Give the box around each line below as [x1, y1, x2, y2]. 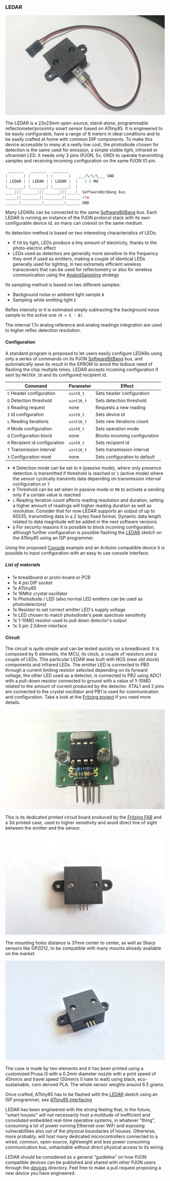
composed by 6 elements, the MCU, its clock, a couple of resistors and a [5, 651, 157, 657]
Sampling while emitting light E [12, 297, 77, 303]
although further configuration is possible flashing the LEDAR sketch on [12, 530, 162, 536]
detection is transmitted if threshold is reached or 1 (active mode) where [12, 470, 163, 476]
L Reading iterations [7, 419, 49, 425]
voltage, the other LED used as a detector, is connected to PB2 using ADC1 [5, 672, 161, 679]
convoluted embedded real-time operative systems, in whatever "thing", [5, 1117, 155, 1123]
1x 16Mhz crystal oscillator [12, 591, 68, 597]
